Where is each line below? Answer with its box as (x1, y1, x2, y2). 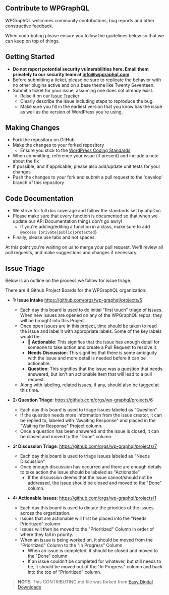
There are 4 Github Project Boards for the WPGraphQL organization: (5, 287, 147, 293)
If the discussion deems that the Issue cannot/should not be (27, 474, 152, 481)
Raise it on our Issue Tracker (20, 93, 80, 99)
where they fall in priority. (20, 531, 74, 538)
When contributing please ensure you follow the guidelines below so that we (5, 32, 164, 38)
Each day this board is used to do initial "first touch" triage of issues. (20, 307, 163, 313)
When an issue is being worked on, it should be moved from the (20, 537, 153, 543)
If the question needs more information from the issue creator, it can (20, 412, 162, 418)
